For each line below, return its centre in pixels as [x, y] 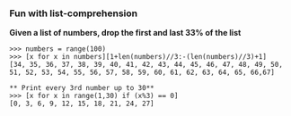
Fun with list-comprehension [73, 13]
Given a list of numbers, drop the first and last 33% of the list [125, 33]
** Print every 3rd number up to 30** [82, 88]
